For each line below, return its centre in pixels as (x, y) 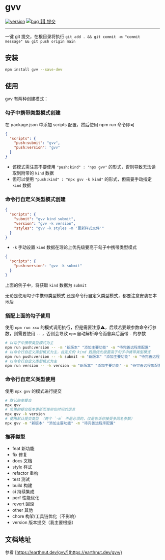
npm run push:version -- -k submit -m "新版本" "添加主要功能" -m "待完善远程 (82, 356)
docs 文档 (22, 461)
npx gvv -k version (25, 414)
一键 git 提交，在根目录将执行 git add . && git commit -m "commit (73, 36)
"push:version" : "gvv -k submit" (48, 266)
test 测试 (21, 479)
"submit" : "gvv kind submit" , (45, 219)
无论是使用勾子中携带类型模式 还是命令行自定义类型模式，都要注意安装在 (79, 295)
